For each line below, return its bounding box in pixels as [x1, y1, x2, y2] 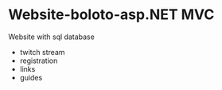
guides [19, 72, 43, 82]
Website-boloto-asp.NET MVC [8, 6, 215, 24]
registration [19, 56, 58, 65]
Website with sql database [8, 32, 95, 41]
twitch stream [19, 47, 65, 57]
